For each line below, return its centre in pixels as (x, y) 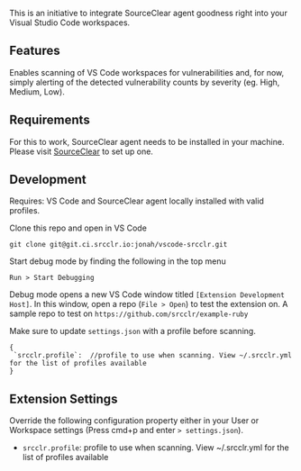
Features (35, 51)
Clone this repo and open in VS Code (78, 228)
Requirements (50, 120)
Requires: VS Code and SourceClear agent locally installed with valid (137, 201)
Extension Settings (64, 399)
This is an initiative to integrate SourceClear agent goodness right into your (149, 13)
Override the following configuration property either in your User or (134, 421)
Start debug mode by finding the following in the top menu (118, 261)
